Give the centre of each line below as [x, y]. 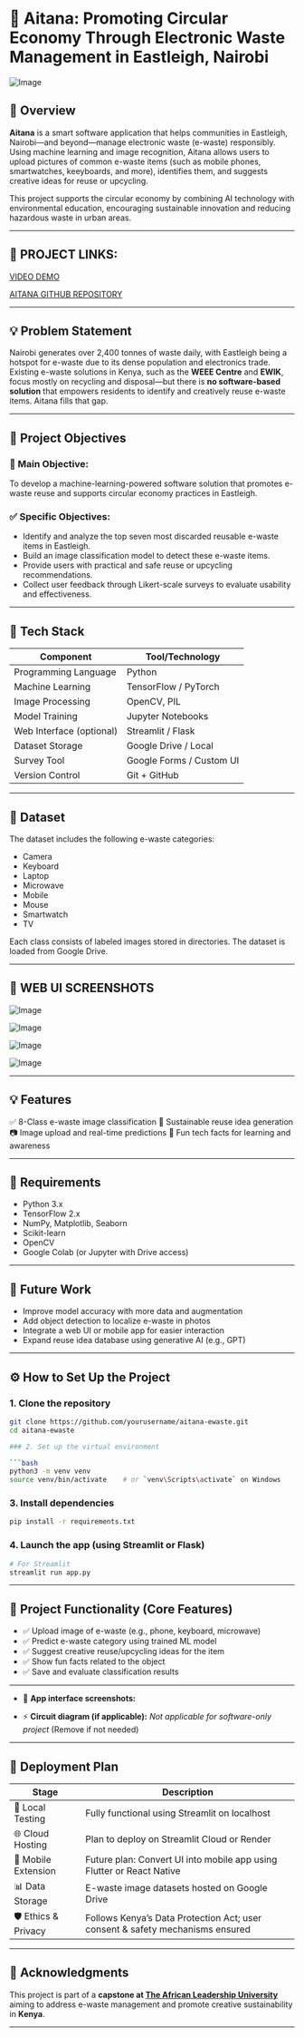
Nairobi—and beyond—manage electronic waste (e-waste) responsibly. [142, 142]
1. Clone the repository [60, 1403]
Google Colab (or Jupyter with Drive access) [105, 1252]
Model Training [46, 716]
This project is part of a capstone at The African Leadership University [144, 1994]
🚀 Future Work [51, 1289]
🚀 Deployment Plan [64, 1766]
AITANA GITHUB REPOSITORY [66, 294]
